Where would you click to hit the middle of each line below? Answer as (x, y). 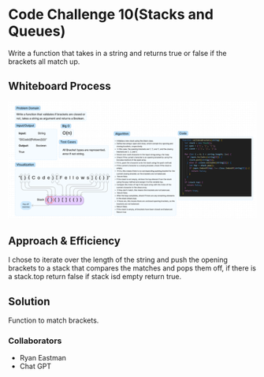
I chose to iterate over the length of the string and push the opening (118, 260)
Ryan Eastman (43, 358)
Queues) (37, 31)
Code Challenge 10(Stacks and (111, 15)
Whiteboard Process (60, 86)
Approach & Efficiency (64, 241)
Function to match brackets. (54, 320)
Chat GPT (35, 366)
